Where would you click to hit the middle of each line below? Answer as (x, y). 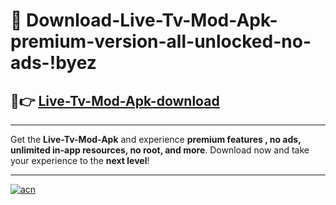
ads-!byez (53, 63)
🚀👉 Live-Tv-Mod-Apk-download (115, 100)
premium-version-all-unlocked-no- (161, 41)
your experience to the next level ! (80, 160)
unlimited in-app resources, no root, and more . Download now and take (160, 150)
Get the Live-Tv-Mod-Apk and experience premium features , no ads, (156, 139)
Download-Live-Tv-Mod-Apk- (152, 20)
